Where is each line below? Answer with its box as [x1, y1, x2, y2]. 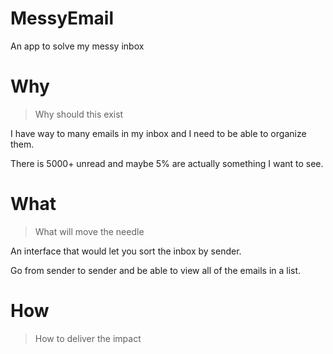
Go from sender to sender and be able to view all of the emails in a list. [10, 264, 302, 276]
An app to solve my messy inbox [10, 40, 145, 52]
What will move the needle [34, 225, 145, 237]
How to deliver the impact [34, 332, 142, 344]
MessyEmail [10, 7, 115, 30]
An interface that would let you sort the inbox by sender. [10, 245, 242, 257]
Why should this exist [34, 108, 124, 120]
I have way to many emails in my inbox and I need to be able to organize [10, 127, 307, 139]
